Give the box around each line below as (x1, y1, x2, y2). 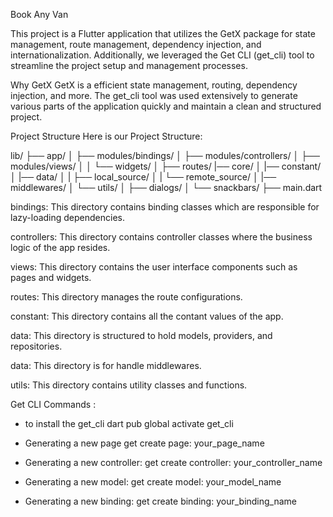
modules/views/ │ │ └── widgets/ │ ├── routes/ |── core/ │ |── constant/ (10, 160, 322, 172)
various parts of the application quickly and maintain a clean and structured (10, 100, 322, 112)
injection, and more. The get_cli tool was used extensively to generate (10, 90, 298, 101)
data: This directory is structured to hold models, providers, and (10, 330, 273, 341)
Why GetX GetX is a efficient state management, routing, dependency (10, 79, 298, 91)
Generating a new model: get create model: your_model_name (24, 476, 282, 488)
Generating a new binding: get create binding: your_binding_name (24, 495, 298, 507)
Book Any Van (10, 9, 69, 20)
